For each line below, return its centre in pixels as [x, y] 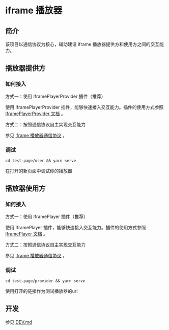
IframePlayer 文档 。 [27, 234]
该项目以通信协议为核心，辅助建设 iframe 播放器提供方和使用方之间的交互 [82, 44]
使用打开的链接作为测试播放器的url [41, 291]
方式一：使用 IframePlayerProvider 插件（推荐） [55, 96]
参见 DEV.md [19, 322]
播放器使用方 [25, 189]
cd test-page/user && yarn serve [41, 161]
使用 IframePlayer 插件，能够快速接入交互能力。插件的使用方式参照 [76, 227]
